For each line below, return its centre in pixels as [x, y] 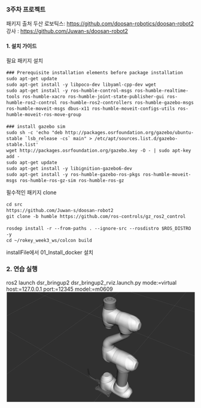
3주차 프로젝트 [26, 9]
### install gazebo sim [36, 126]
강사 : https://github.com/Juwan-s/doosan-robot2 [67, 31]
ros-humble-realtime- [161, 90]
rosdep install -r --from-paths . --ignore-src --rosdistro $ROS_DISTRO [99, 228]
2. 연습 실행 [22, 269]
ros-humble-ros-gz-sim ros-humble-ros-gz [72, 180]
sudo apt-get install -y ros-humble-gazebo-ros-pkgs [73, 174]
